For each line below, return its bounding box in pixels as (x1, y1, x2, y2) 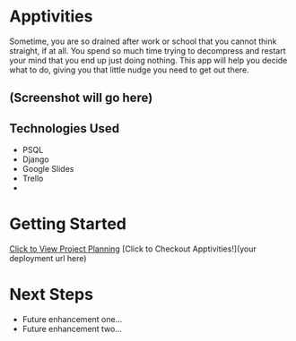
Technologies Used (9, 121, 119, 136)
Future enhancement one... (22, 314, 123, 325)
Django (22, 154, 49, 165)
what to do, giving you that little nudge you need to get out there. (9, 64, 249, 75)
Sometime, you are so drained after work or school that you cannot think (9, 36, 277, 47)
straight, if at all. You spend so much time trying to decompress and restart (9, 45, 286, 55)
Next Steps (9, 285, 94, 305)
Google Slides (22, 164, 74, 175)
